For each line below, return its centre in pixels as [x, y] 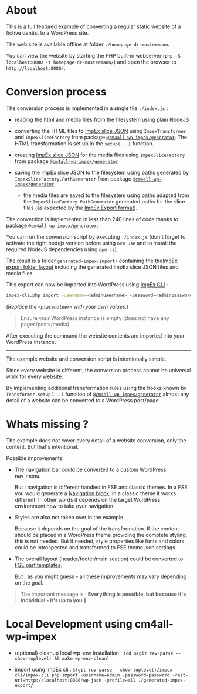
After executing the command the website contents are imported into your [95, 335]
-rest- [180, 675]
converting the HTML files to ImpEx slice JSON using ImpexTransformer [100, 131]
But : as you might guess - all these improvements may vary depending [101, 576]
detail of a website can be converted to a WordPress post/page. [83, 400]
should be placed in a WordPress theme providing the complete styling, [101, 535]
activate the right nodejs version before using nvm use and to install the [91, 243]
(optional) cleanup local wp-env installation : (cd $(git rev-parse [94, 653]
